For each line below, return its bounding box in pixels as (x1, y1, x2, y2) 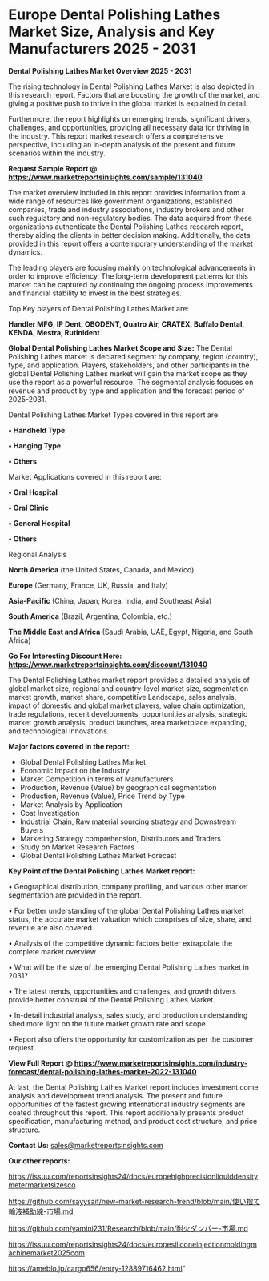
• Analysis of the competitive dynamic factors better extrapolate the (8, 938, 233, 948)
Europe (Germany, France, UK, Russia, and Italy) (8, 580, 168, 590)
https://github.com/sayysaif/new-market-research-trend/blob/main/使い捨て (8, 1196, 261, 1206)
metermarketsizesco (8, 1179, 76, 1190)
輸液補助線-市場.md (8, 1207, 74, 1216)
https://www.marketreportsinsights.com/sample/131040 (8, 172, 203, 182)
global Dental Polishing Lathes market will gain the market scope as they (8, 368, 247, 378)
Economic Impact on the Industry (19, 765, 130, 775)
